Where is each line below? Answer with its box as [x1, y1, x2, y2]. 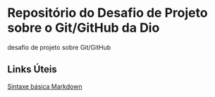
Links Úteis [7, 63, 58, 75]
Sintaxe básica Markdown [7, 82, 82, 91]
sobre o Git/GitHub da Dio [7, 20, 160, 36]
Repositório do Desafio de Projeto [7, 5, 208, 21]
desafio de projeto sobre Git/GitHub [7, 43, 111, 51]
